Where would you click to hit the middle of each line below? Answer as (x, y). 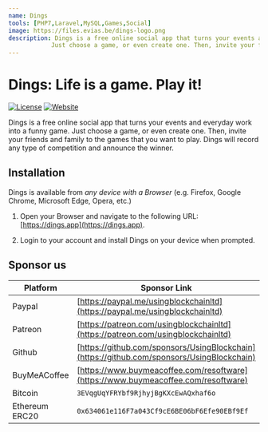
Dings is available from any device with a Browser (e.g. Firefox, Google (125, 192)
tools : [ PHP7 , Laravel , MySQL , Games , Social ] (80, 23)
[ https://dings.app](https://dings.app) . (82, 224)
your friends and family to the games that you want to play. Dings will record (134, 140)
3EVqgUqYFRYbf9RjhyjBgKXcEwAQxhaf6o (146, 393)
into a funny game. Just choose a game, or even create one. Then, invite (128, 131)
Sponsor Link (166, 287)
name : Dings (28, 16)
